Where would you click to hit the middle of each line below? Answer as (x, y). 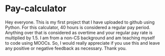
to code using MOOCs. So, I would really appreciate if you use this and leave (82, 43)
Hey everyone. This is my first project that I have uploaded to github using (80, 22)
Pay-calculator (36, 9)
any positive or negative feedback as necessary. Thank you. (66, 48)
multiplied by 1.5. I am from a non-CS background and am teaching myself (80, 38)
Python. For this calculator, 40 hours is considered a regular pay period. (78, 27)
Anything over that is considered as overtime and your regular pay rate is (79, 32)
